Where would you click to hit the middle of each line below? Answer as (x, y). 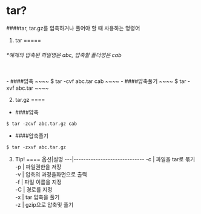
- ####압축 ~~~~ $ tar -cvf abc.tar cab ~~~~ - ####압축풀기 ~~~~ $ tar (96, 81)
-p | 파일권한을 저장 (38, 167)
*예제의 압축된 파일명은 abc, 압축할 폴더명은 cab (64, 55)
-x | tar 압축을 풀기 (37, 197)
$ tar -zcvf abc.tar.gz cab (42, 124)
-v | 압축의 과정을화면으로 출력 (51, 175)
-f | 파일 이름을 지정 (38, 182)
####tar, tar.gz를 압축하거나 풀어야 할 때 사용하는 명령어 (73, 28)
